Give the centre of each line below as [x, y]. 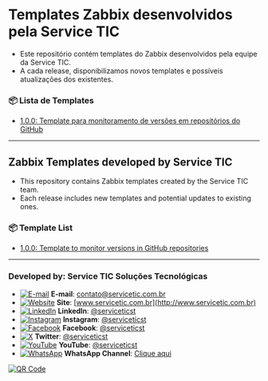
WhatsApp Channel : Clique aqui [118, 353]
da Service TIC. [45, 62]
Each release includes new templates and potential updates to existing [135, 198]
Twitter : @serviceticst [71, 336]
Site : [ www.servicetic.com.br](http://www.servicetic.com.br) [156, 302]
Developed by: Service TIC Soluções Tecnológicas [108, 276]
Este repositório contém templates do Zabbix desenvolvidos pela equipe [138, 54]
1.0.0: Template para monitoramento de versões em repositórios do [130, 121]
